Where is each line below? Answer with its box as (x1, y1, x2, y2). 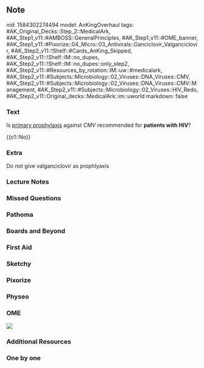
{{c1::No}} (6, 134, 31, 141)
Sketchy (6, 259, 32, 268)
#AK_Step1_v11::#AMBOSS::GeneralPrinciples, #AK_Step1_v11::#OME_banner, (6, 34, 199, 41)
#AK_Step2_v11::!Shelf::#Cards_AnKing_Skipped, (11, 47, 133, 54)
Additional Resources (6, 337, 71, 345)
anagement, (6, 85, 37, 93)
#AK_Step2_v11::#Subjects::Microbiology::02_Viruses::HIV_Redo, (37, 85, 199, 93)
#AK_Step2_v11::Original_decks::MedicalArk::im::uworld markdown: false (6, 92, 188, 99)
